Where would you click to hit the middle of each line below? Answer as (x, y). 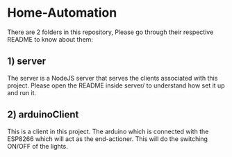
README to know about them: (50, 39)
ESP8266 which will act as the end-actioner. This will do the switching (108, 139)
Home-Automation (62, 13)
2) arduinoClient (43, 115)
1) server (27, 61)
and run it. (22, 92)
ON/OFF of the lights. (38, 146)
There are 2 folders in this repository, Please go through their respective (110, 32)
